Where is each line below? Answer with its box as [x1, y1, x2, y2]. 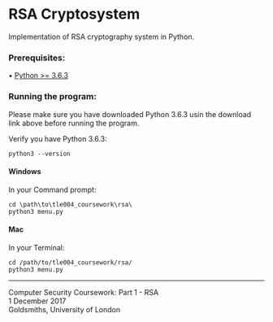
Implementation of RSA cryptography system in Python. [8, 32, 195, 41]
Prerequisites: [8, 52, 66, 63]
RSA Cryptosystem [8, 5, 141, 24]
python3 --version [8, 150, 71, 158]
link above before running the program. [8, 118, 140, 128]
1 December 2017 [8, 296, 67, 306]
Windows [8, 167, 41, 176]
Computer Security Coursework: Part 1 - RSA [8, 287, 159, 297]
